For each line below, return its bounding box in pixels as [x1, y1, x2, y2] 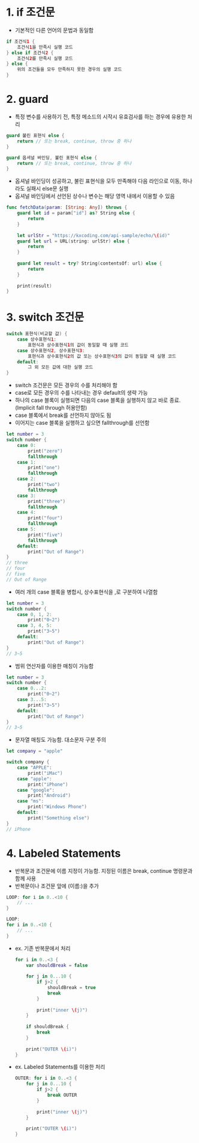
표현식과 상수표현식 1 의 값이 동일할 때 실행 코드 [28, 342, 129, 348]
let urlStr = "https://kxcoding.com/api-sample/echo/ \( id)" [17, 232, 170, 238]
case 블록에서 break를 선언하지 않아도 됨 [14, 411, 111, 419]
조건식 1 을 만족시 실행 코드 [17, 44, 73, 50]
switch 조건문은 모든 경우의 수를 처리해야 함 [14, 381, 118, 389]
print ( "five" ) [28, 532, 63, 538]
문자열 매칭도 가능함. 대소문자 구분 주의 [14, 736, 107, 744]
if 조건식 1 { [6, 39, 35, 45]
